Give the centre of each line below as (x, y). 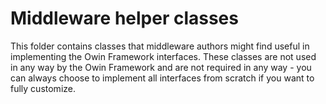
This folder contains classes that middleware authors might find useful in (160, 46)
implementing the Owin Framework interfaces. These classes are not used (163, 56)
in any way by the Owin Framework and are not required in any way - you (161, 67)
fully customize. (43, 88)
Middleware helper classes (124, 18)
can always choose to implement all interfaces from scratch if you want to (162, 78)
